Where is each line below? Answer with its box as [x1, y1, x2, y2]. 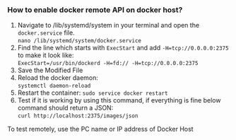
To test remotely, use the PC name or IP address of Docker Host [7, 125, 194, 134]
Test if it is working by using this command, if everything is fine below [17, 96, 221, 105]
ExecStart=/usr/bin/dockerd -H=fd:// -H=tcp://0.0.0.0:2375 [17, 60, 199, 67]
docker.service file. [17, 28, 76, 37]
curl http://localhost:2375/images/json [17, 112, 138, 119]
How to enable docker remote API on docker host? [7, 5, 183, 15]
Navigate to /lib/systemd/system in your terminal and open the [17, 21, 200, 30]
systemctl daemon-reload [17, 83, 91, 90]
